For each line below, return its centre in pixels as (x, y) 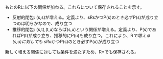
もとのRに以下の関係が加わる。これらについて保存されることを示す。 (75, 7)
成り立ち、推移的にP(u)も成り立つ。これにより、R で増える (92, 36)
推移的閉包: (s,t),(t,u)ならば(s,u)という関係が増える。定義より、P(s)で (82, 29)
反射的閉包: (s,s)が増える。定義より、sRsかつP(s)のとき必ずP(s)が (79, 17)
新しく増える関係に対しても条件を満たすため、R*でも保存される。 (72, 52)
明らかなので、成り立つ (49, 23)
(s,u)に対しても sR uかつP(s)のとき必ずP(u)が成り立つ (66, 42)
